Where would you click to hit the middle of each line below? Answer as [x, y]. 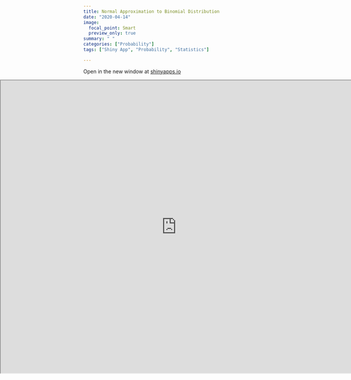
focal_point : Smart [112, 28]
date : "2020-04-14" [107, 17]
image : [91, 22]
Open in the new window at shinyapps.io [132, 71]
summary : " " [99, 39]
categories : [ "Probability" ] [119, 44]
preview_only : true [112, 33]
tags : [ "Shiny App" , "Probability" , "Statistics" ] [146, 50]
